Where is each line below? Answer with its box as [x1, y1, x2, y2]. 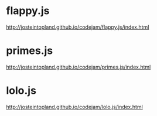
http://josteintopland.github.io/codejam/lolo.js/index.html [6, 103, 144, 110]
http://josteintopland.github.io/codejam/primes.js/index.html [6, 63, 151, 70]
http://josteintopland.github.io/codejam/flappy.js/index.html [6, 23, 149, 30]
